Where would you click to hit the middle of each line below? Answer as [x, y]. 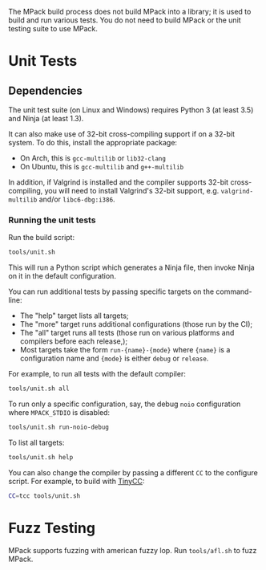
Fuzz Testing [52, 528]
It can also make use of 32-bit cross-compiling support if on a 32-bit [121, 134]
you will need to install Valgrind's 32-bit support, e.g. [132, 191]
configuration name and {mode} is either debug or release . [114, 358]
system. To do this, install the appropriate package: [93, 142]
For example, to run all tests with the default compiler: [97, 374]
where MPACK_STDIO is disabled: [59, 413]
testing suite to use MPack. [53, 28]
